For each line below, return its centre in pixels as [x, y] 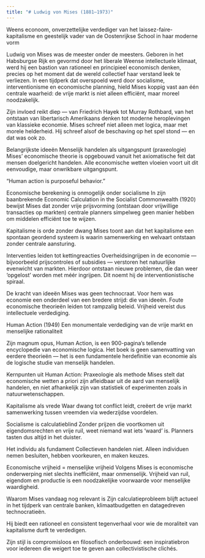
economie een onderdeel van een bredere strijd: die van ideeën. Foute [95, 300]
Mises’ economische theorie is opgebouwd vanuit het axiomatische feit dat [101, 156]
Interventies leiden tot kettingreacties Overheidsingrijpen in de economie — [102, 255]
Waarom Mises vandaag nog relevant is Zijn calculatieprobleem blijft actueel [102, 499]
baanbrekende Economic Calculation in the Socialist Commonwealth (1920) [101, 199]
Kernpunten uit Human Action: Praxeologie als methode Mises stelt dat [95, 374]
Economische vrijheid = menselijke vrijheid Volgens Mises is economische [100, 467]
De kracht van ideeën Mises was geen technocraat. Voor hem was [90, 293]
